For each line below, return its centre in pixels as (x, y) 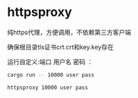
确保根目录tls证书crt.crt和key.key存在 (61, 47)
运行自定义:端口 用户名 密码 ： (50, 62)
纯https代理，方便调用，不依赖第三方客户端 (69, 32)
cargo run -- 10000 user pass (51, 75)
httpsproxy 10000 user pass (48, 88)
